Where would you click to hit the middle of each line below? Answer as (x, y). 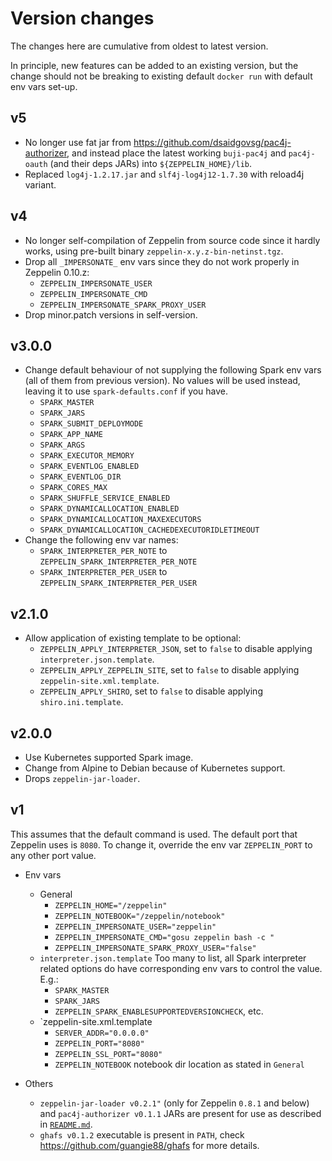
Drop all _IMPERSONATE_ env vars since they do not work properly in (162, 261)
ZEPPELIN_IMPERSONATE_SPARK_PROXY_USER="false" (155, 948)
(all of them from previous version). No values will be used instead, (162, 381)
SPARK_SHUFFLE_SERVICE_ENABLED (105, 498)
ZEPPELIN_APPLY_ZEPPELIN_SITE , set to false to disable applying (169, 670)
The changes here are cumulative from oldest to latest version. (139, 46)
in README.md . (66, 1124)
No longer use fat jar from (78, 142)
